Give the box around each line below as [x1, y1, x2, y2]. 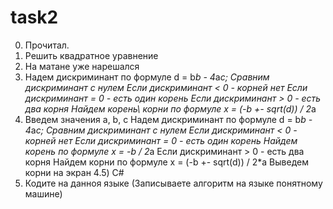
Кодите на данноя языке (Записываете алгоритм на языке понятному [24, 177, 323, 189]
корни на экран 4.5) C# [24, 166, 125, 178]
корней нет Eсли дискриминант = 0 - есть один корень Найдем [24, 134, 298, 146]
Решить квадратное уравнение [24, 49, 159, 61]
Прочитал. [24, 39, 70, 51]
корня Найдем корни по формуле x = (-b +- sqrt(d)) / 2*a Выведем [24, 156, 309, 168]
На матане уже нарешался [24, 60, 140, 72]
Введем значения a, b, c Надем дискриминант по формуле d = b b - [24, 113, 313, 125]
